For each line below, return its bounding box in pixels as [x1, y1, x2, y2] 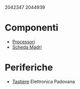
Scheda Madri [12, 44, 42, 50]
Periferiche [5, 62, 53, 73]
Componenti [5, 22, 59, 33]
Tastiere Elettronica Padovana [12, 78, 75, 84]
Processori [12, 38, 35, 45]
